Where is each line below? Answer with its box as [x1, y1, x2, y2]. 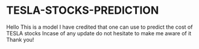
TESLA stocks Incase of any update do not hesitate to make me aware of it [6, 29, 192, 36]
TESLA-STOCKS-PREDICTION [6, 4, 159, 17]
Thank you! [6, 36, 34, 43]
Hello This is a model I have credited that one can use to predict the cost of [6, 23, 193, 30]
